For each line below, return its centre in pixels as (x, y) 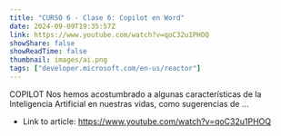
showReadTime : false (49, 52)
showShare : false (42, 43)
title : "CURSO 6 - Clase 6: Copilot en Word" (97, 18)
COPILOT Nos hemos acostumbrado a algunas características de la (135, 94)
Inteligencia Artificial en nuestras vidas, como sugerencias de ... (129, 103)
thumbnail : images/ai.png (58, 60)
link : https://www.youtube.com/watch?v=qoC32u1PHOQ (109, 34)
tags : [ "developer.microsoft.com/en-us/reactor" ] (105, 69)
